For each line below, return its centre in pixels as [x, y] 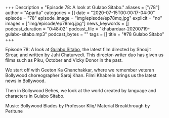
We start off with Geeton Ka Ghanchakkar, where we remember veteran [80, 70]
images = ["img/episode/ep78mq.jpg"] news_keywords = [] [67, 23]
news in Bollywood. [26, 81]
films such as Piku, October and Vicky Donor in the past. [64, 60]
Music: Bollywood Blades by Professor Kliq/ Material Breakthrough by [78, 106]
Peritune [14, 111]
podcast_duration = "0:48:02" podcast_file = [52, 29]
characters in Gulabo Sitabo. [35, 96]
